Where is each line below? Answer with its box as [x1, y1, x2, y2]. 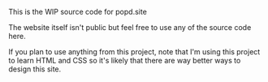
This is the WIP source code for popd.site [8, 7, 148, 16]
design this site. [8, 64, 62, 74]
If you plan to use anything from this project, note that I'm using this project [8, 47, 261, 56]
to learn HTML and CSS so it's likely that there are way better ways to [8, 56, 241, 65]
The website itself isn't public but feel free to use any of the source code [8, 23, 252, 32]
